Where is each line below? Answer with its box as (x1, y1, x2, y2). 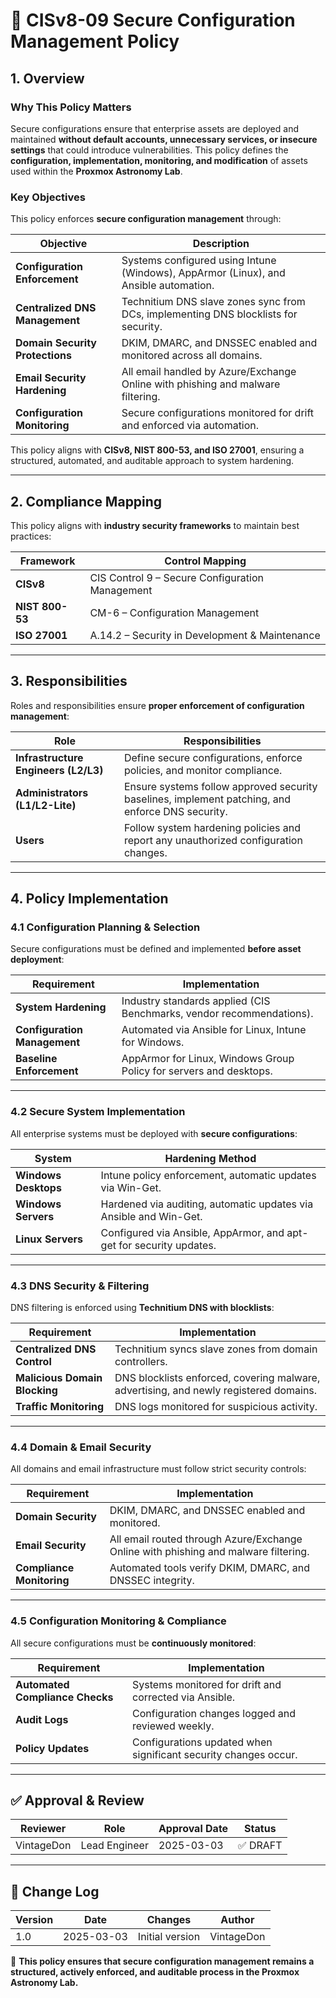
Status (244, 1822, 277, 1836)
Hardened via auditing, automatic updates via (100, 1197, 314, 1211)
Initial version (137, 1930, 201, 1944)
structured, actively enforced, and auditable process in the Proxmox (10, 1966, 300, 1978)
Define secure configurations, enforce (123, 750, 303, 764)
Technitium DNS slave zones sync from (121, 295, 306, 309)
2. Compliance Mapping (10, 493, 163, 510)
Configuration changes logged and (132, 1706, 297, 1720)
